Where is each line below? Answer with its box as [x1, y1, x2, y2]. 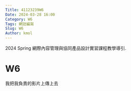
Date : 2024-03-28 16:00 [5, 12, 55, 17]
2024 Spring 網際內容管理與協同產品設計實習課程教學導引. [5, 45, 126, 51]
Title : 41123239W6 [5, 7, 44, 13]
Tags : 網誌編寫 [5, 21, 34, 27]
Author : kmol [5, 31, 33, 36]
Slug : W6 [5, 26, 24, 31]
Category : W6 [5, 17, 33, 22]
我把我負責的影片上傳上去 [5, 80, 58, 86]
